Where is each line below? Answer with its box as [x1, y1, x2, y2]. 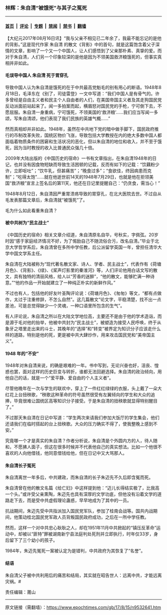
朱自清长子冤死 [5, 462, 36, 468]
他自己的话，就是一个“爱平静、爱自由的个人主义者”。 [5, 375, 114, 381]
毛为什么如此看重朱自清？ [5, 207, 58, 213]
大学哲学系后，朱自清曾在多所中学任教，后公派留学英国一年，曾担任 [9, 244, 149, 250]
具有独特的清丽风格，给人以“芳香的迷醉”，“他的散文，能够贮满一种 [13, 273, 151, 279]
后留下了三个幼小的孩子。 [5, 537, 58, 543]
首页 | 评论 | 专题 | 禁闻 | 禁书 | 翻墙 [5, 23, 86, 29]
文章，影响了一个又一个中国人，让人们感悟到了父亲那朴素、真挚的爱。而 [13, 47, 162, 53]
